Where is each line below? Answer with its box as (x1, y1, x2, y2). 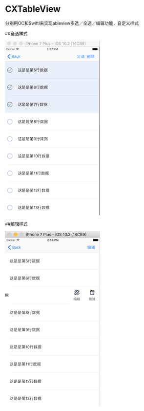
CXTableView (5, 3, 61, 15)
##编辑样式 (5, 221, 28, 227)
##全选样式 (5, 30, 28, 36)
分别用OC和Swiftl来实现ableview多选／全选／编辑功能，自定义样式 (5, 20, 139, 26)
